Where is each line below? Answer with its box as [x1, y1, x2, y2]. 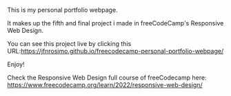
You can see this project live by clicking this [7, 40, 132, 47]
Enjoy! [7, 60, 26, 68]
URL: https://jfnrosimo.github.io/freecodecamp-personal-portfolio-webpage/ [7, 47, 224, 55]
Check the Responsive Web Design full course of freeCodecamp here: [7, 73, 207, 82]
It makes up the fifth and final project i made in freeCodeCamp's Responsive [7, 19, 224, 27]
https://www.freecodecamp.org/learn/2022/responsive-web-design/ [7, 81, 203, 88]
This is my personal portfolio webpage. [7, 6, 119, 14]
